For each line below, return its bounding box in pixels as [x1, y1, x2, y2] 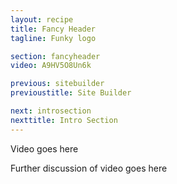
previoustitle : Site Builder [10, 88, 132, 98]
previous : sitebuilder [10, 79, 105, 89]
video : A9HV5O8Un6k [10, 61, 92, 71]
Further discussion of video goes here [10, 162, 168, 174]
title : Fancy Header [10, 24, 97, 34]
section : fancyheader [10, 51, 101, 61]
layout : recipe [10, 14, 74, 25]
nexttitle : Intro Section [10, 115, 118, 125]
